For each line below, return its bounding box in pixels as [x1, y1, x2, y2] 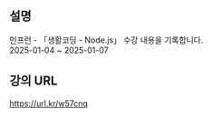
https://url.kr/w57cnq [9, 98, 89, 109]
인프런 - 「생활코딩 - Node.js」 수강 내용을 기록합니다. [9, 34, 204, 45]
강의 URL [9, 74, 58, 89]
